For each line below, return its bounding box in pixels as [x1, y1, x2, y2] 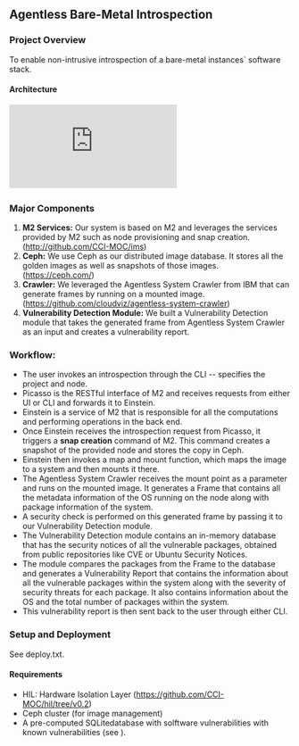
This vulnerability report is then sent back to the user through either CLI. [21, 606, 288, 617]
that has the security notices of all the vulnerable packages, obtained [21, 540, 278, 551]
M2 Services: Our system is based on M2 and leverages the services [21, 222, 278, 233]
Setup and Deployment [9, 628, 112, 641]
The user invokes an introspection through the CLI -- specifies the [21, 369, 266, 380]
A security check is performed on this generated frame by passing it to [21, 511, 283, 522]
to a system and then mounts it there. [21, 464, 160, 475]
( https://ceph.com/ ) [21, 269, 96, 280]
